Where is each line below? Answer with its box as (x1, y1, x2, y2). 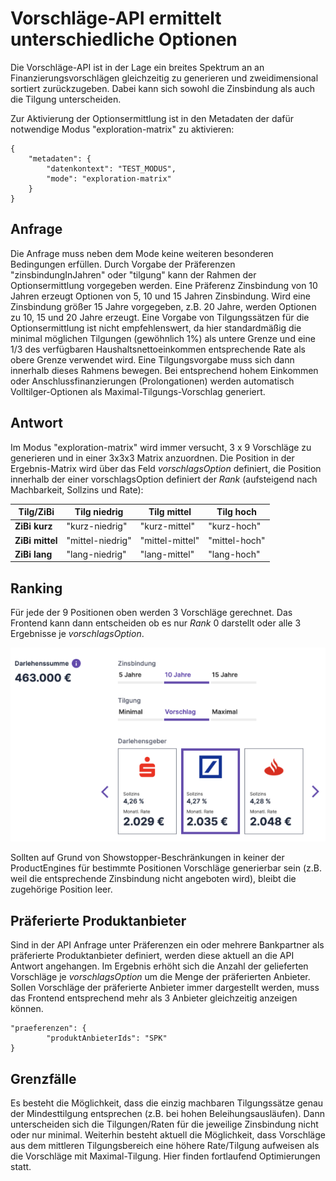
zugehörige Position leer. (10, 883, 113, 896)
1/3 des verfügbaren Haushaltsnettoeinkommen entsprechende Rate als (10, 343, 306, 355)
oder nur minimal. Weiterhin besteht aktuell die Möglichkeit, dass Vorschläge (10, 1129, 326, 1141)
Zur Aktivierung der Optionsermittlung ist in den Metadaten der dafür (10, 112, 295, 124)
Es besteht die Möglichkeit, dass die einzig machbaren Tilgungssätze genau (10, 1097, 324, 1109)
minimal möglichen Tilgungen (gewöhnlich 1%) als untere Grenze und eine (10, 332, 316, 344)
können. (10, 1003, 44, 1015)
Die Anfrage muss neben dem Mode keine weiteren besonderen (10, 247, 274, 259)
